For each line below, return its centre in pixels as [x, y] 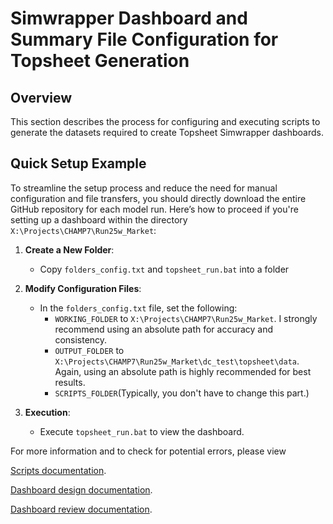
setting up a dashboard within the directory [99, 219]
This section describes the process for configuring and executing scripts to [165, 121]
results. [70, 382]
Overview [41, 97]
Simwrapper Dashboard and [129, 18]
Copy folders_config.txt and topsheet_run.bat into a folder [164, 269]
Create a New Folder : [69, 249]
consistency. [81, 339]
